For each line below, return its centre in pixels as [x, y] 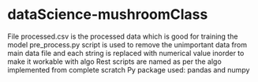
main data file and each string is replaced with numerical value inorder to [126, 53]
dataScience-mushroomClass [108, 15]
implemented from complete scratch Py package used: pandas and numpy [129, 69]
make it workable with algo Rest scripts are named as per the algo [114, 61]
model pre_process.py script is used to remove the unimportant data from [127, 44]
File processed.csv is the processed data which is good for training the [123, 36]
